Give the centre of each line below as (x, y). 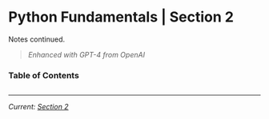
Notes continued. (37, 39)
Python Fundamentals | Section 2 (121, 17)
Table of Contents (44, 75)
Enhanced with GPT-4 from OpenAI (86, 54)
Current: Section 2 (39, 107)
